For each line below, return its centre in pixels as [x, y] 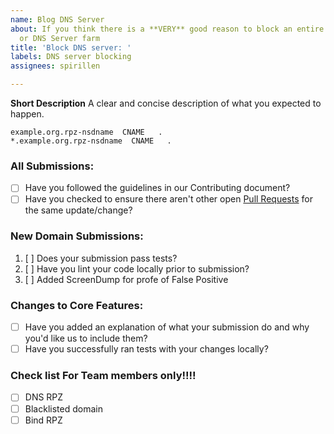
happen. [27, 114]
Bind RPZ [43, 420]
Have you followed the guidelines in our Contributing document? [157, 188]
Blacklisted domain [63, 408]
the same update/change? [78, 210]
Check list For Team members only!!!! [103, 376]
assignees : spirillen [55, 66]
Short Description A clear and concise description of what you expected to [166, 103]
